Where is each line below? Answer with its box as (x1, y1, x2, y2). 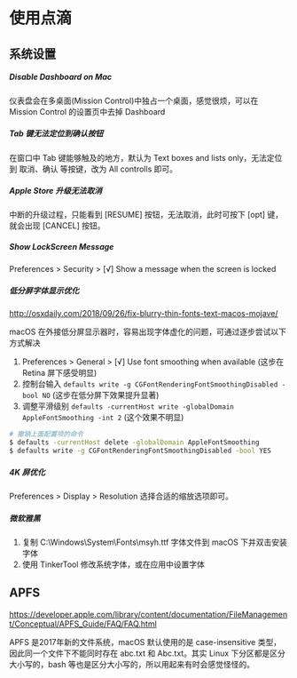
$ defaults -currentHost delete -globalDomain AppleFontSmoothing (9, 438, 260, 447)
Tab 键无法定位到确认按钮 (9, 128, 104, 139)
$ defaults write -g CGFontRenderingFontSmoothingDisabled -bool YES (9, 446, 272, 456)
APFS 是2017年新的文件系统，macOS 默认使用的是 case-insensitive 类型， (9, 636, 282, 647)
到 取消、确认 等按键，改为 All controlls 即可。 (9, 164, 177, 174)
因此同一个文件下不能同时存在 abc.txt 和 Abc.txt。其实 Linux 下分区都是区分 (9, 648, 286, 658)
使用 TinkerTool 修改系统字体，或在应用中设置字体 (21, 559, 206, 570)
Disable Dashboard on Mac (9, 72, 113, 83)
